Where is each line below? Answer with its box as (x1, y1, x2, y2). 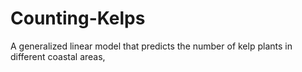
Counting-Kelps (10, 7, 146, 30)
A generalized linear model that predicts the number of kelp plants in (10, 40, 293, 52)
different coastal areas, (10, 50, 106, 62)
